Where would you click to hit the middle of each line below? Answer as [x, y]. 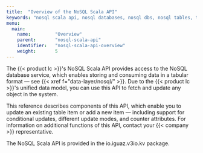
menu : [13, 23]
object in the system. [32, 94]
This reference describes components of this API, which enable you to [94, 106]
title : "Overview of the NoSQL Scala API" [62, 12]
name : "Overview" [50, 34]
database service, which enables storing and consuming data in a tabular [97, 75]
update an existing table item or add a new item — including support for [95, 112]
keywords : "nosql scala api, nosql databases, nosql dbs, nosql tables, [100, 18]
